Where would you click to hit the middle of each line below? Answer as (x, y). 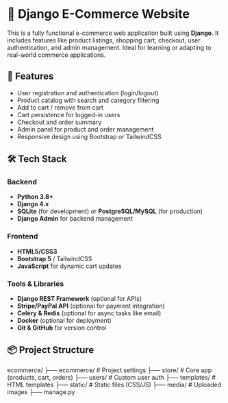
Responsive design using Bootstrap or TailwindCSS (89, 136)
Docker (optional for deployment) (64, 321)
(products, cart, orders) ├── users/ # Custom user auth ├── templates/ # (111, 377)
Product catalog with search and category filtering (88, 100)
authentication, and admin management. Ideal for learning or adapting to (109, 47)
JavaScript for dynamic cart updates (69, 266)
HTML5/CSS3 (37, 251)
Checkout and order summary (59, 122)
